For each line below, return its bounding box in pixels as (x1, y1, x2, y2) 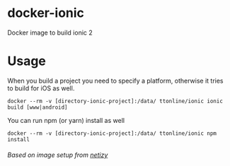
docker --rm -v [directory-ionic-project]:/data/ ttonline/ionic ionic (7, 97, 223, 105)
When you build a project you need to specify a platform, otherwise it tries (7, 76, 224, 85)
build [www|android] (7, 104, 69, 111)
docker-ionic (7, 5, 85, 21)
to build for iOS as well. (7, 83, 75, 93)
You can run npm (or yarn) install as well (7, 116, 125, 124)
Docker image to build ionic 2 (7, 28, 93, 37)
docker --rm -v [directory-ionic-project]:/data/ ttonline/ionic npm (7, 129, 217, 137)
